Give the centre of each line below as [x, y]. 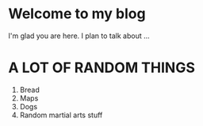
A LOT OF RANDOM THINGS [102, 68]
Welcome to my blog [77, 14]
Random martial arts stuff [61, 115]
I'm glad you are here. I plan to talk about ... [79, 36]
